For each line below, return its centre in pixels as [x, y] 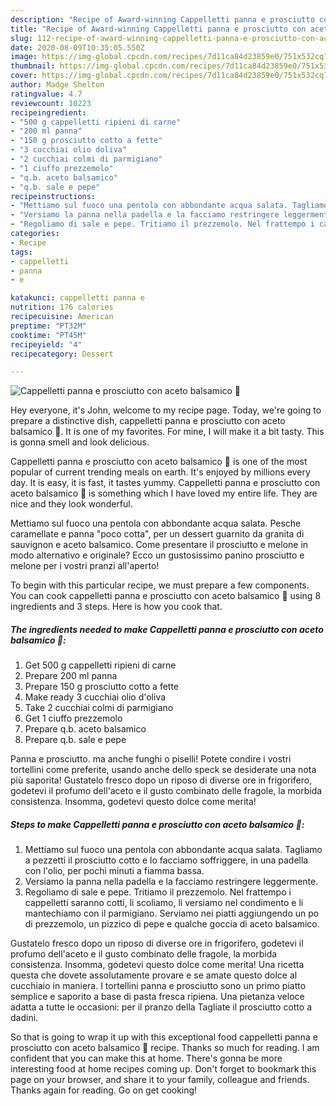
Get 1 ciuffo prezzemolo [73, 718]
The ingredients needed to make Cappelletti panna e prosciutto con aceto [167, 629]
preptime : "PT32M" [48, 326]
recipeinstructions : [53, 196]
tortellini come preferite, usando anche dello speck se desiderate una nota [163, 770]
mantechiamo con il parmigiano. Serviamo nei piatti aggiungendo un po [172, 913]
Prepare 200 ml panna [71, 676]
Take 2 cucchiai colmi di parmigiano [99, 708]
